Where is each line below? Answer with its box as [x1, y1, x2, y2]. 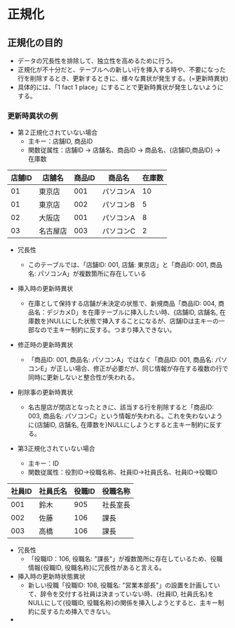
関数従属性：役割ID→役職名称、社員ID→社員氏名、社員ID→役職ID [27, 468, 218, 477]
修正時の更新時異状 [17, 340, 74, 349]
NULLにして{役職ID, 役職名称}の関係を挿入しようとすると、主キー [27, 598, 219, 607]
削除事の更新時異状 [17, 388, 74, 397]
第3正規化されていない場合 [17, 444, 96, 453]
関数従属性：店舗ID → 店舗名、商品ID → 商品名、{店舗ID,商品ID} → [27, 146, 221, 155]
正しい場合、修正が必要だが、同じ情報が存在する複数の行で [56, 364, 229, 373]
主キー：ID [27, 459, 60, 468]
